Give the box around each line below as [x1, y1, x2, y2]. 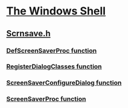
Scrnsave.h [6, 28, 51, 39]
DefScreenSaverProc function [6, 46, 97, 55]
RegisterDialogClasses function [6, 62, 102, 71]
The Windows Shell [6, 4, 106, 18]
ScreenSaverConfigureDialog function [6, 78, 122, 87]
